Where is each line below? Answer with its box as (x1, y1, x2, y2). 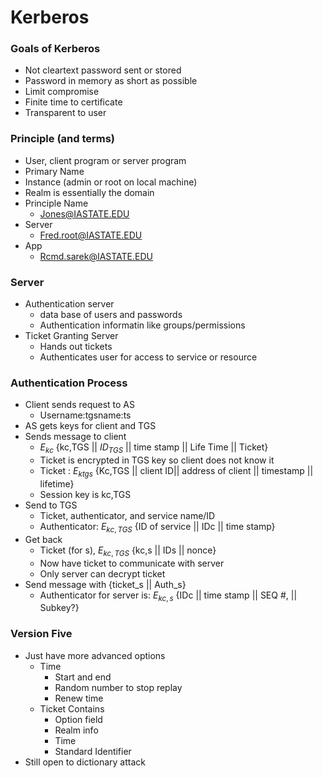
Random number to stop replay (54, 681, 183, 693)
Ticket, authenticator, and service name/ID (39, 509, 216, 521)
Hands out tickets (39, 341, 113, 353)
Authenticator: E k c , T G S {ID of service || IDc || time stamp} (39, 520, 276, 535)
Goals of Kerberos (10, 42, 101, 56)
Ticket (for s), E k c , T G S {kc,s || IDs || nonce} (39, 544, 217, 558)
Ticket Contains (39, 702, 105, 715)
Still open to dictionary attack (24, 756, 146, 768)
